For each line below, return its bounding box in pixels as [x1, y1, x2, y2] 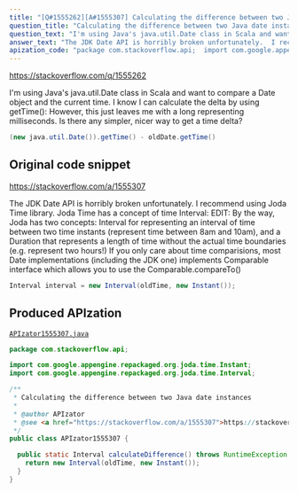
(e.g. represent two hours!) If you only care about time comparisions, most [9, 245, 281, 255]
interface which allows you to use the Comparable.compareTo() [9, 263, 241, 275]
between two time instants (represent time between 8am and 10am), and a [9, 226, 281, 237]
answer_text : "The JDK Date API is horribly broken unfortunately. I [9, 37, 276, 47]
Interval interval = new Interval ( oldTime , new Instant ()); [9, 281, 237, 290]
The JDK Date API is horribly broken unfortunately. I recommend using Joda [9, 198, 286, 208]
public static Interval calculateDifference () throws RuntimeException [17, 450, 288, 459]
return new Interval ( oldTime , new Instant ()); [25, 458, 200, 468]
